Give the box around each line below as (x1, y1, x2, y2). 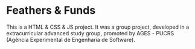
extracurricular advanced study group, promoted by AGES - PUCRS (6, 29, 174, 36)
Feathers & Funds (6, 4, 96, 17)
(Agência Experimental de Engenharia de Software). (6, 36, 136, 43)
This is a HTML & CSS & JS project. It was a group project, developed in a (6, 23, 190, 30)
